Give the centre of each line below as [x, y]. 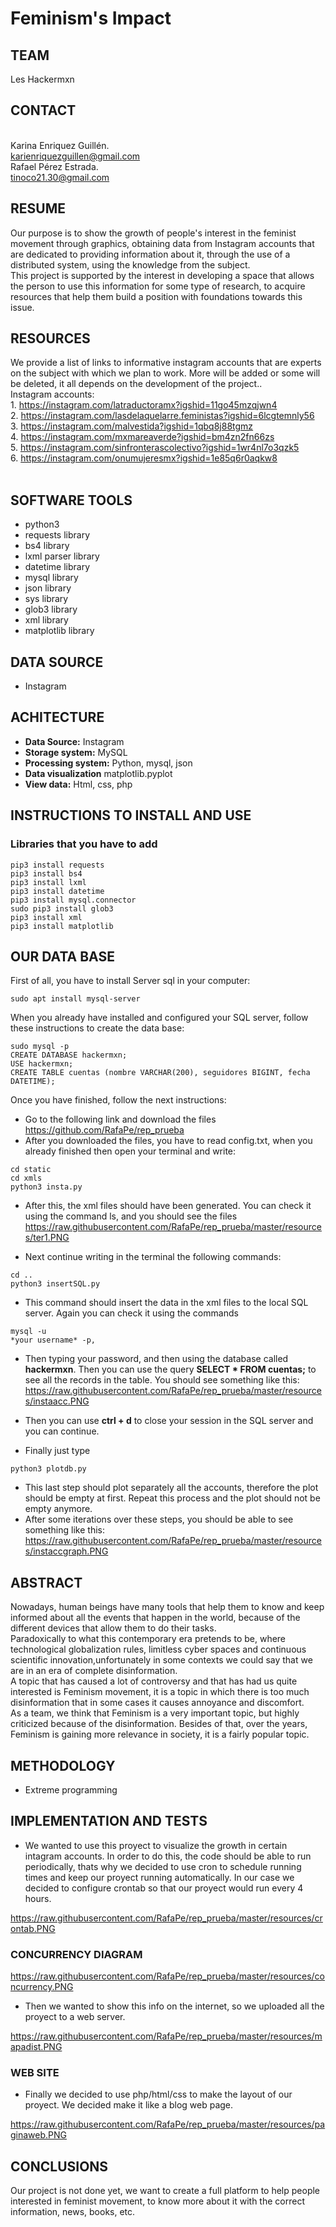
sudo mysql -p [40, 1047]
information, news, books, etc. [73, 2212]
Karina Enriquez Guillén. [60, 145]
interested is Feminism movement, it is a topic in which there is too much [160, 1692]
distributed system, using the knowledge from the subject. [130, 264]
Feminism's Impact [91, 18]
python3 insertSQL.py [55, 1284]
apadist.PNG [36, 2047]
